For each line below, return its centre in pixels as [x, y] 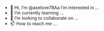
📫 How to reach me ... [33, 24]
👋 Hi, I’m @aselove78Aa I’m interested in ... [55, 8]
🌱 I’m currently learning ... [37, 13]
